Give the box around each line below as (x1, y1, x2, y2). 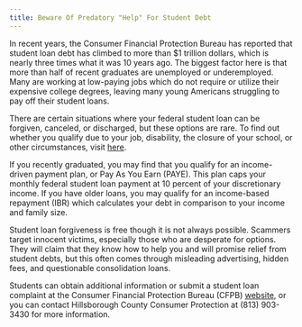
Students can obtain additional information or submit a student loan (9, 280, 260, 291)
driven (9, 168, 33, 179)
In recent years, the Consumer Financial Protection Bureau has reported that (9, 38, 293, 49)
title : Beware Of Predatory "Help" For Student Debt (9, 13, 212, 23)
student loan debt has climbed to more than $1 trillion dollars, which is (9, 47, 269, 59)
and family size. (9, 206, 68, 217)
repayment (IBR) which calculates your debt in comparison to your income (9, 197, 286, 208)
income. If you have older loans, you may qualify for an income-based (9, 187, 270, 198)
